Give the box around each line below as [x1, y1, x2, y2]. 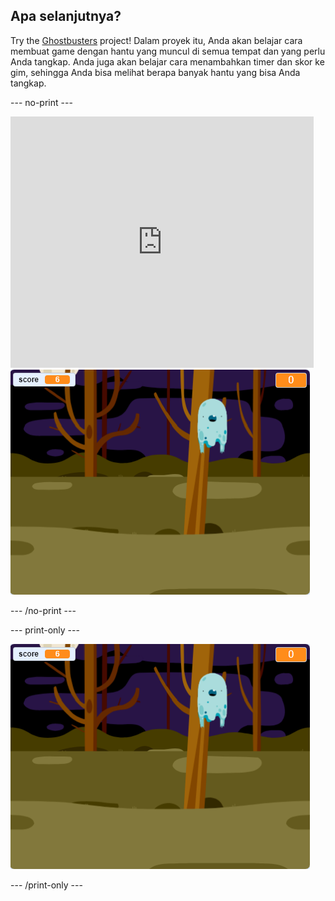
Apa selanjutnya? [10, 8, 122, 25]
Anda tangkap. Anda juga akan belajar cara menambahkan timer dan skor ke [10, 55, 325, 68]
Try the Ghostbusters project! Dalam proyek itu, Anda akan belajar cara [10, 34, 303, 46]
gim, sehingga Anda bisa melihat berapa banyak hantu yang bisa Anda [10, 66, 301, 78]
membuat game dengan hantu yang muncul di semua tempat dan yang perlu [10, 45, 326, 57]
